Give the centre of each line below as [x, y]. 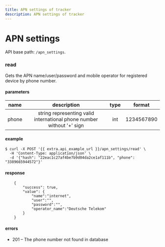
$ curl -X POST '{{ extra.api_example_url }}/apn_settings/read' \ [76, 149]
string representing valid [66, 113]
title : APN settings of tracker [38, 10]
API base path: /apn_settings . [35, 52]
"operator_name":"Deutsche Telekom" [69, 209]
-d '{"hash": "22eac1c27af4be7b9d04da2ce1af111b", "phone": [72, 158]
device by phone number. [31, 81]
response [15, 173]
